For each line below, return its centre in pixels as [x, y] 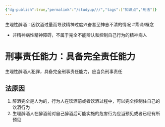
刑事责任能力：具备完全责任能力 [70, 57]
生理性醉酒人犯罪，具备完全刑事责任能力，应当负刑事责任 [64, 71]
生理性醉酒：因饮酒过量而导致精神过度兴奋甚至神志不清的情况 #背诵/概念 [80, 24]
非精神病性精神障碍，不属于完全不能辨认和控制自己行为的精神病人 [80, 35]
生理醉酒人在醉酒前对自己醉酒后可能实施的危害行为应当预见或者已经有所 [86, 114]
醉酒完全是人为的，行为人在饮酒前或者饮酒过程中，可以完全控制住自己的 [86, 101]
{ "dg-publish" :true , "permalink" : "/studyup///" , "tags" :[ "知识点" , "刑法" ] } [81, 10]
